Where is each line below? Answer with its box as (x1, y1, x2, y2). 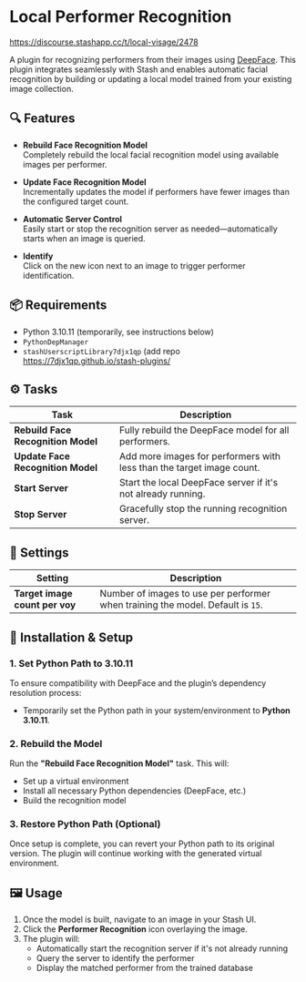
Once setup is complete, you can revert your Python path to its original (9, 838, 275, 849)
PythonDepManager (22, 337, 89, 347)
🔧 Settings (9, 545, 69, 560)
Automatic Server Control (22, 213, 123, 224)
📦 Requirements (9, 298, 107, 313)
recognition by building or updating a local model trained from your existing (9, 73, 292, 84)
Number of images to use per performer (99, 588, 271, 600)
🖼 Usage (9, 885, 63, 901)
